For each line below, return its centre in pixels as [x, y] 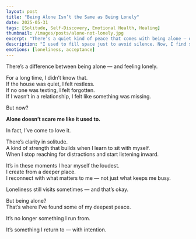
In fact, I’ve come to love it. [38, 130]
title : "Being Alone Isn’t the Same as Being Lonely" [73, 17]
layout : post [22, 11]
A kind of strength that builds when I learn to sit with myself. [78, 148]
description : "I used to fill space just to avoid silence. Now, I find [96, 45]
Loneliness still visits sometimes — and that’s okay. [67, 189]
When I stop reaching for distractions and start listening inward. [83, 154]
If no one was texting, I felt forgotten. [50, 90]
